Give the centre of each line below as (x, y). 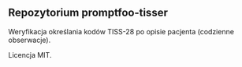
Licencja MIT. (30, 55)
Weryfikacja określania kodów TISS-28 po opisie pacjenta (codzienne (121, 31)
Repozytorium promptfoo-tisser (88, 13)
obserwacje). (30, 40)
